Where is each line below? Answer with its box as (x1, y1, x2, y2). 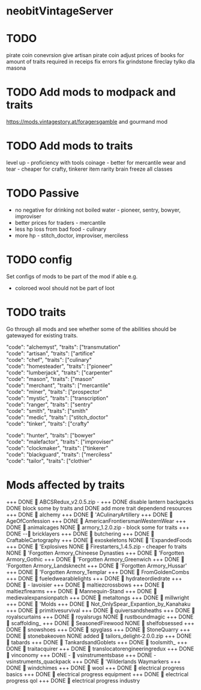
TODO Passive (6, 186, 79, 200)
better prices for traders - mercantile (14, 219, 106, 226)
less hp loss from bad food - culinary (14, 225, 107, 233)
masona (6, 64, 26, 72)
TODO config (6, 253, 73, 267)
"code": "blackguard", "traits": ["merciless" (6, 451, 113, 458)
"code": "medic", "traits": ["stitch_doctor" (6, 414, 109, 421)
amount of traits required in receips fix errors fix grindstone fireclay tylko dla (6, 58, 195, 66)
